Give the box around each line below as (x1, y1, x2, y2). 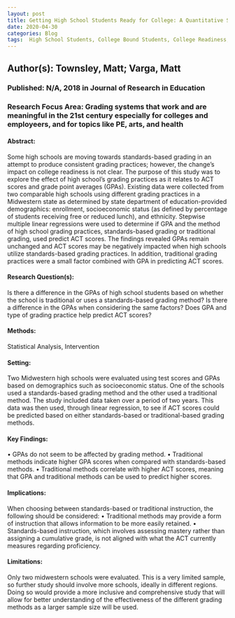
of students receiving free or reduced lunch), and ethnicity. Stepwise (7, 212, 206, 221)
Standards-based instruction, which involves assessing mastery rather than (7, 526, 225, 535)
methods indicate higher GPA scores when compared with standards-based (7, 458, 226, 466)
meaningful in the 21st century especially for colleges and (7, 111, 208, 121)
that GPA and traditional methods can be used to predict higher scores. (7, 472, 212, 481)
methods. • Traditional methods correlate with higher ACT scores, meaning (7, 465, 224, 474)
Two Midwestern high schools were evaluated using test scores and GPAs (7, 374, 220, 383)
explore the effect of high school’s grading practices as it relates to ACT (7, 174, 215, 183)
